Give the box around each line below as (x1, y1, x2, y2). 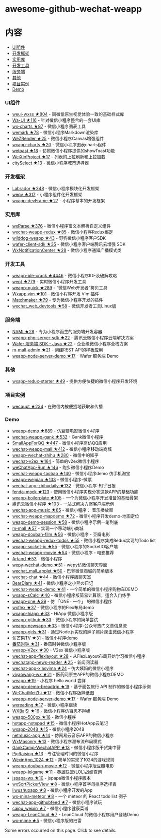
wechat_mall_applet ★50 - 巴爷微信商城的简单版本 (12, 568, 114, 573)
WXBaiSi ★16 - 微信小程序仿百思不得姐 (12, 708, 91, 714)
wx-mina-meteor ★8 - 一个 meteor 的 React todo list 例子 (12, 793, 127, 799)
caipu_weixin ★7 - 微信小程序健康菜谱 (12, 805, 89, 811)
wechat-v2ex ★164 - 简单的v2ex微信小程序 (12, 458, 99, 464)
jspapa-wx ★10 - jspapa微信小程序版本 (12, 775, 91, 781)
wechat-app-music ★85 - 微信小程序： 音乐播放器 (12, 507, 113, 513)
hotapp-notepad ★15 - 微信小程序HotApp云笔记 (12, 720, 109, 726)
